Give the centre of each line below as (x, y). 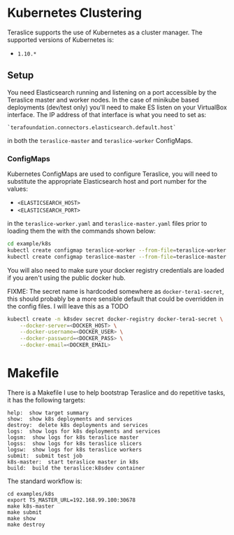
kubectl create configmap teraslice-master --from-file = (92, 257)
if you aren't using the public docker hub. (66, 278)
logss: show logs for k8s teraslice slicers (74, 443)
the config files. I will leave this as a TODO (68, 306)
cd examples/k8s (31, 494)
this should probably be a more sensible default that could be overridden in (115, 299)
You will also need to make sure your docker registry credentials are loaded (116, 270)
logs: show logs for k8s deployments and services (84, 431)
